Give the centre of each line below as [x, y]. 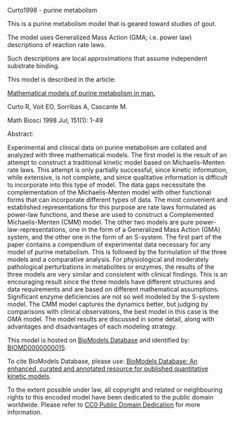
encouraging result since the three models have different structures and [111, 282]
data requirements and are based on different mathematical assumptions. [113, 289]
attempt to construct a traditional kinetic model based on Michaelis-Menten [116, 162]
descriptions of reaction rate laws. [57, 45]
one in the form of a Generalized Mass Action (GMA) [145, 230]
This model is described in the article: [62, 79]
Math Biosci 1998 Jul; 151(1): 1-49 [55, 120]
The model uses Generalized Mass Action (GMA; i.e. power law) [100, 37]
